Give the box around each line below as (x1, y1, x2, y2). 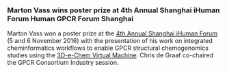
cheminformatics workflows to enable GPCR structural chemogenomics (7, 44, 209, 53)
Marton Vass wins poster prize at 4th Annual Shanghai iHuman (7, 5, 220, 15)
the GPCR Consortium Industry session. (7, 59, 119, 67)
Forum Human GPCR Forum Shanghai (7, 14, 134, 23)
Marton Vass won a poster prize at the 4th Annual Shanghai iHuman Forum (7, 29, 217, 38)
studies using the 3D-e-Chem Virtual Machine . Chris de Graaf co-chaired (7, 51, 214, 59)
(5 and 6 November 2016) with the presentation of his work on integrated (7, 37, 213, 45)
